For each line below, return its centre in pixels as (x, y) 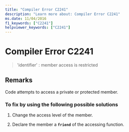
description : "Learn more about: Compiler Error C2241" (63, 14)
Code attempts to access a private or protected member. (62, 92)
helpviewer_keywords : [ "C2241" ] (38, 28)
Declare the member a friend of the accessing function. (68, 125)
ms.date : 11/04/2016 (26, 18)
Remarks (19, 80)
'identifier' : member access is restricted (57, 65)
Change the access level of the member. (52, 115)
